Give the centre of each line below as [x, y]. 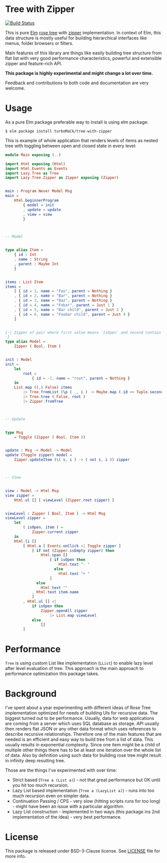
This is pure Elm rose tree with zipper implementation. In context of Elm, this [83, 32]
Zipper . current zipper [55, 532]
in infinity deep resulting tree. [35, 761]
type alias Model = [25, 342]
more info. [16, 857]
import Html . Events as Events [37, 169]
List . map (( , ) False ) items [43, 387]
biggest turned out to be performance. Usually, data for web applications [80, 718]
